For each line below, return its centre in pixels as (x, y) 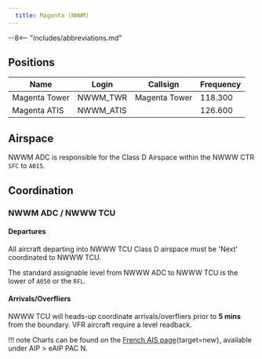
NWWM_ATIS (102, 111)
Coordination (41, 190)
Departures (27, 232)
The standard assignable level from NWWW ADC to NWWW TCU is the (123, 273)
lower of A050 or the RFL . (47, 280)
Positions (31, 62)
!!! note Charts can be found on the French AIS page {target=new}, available (130, 339)
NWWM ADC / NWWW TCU (62, 213)
